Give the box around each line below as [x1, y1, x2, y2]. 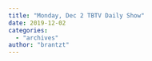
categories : [8, 26, 48, 34]
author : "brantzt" [8, 41, 70, 49]
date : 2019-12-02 [8, 19, 66, 27]
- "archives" [15, 33, 59, 42]
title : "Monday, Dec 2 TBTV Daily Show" [8, 11, 146, 20]
